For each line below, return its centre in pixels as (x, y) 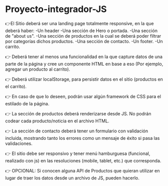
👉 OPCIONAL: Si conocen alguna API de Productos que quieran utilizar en (82, 170)
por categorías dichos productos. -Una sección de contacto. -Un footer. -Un (84, 41)
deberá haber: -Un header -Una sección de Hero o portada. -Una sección (81, 31)
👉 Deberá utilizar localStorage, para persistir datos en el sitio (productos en (84, 79)
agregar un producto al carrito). (38, 69)
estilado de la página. (27, 103)
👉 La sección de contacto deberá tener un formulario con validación (77, 131)
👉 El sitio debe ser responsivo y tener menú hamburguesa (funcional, (78, 153)
